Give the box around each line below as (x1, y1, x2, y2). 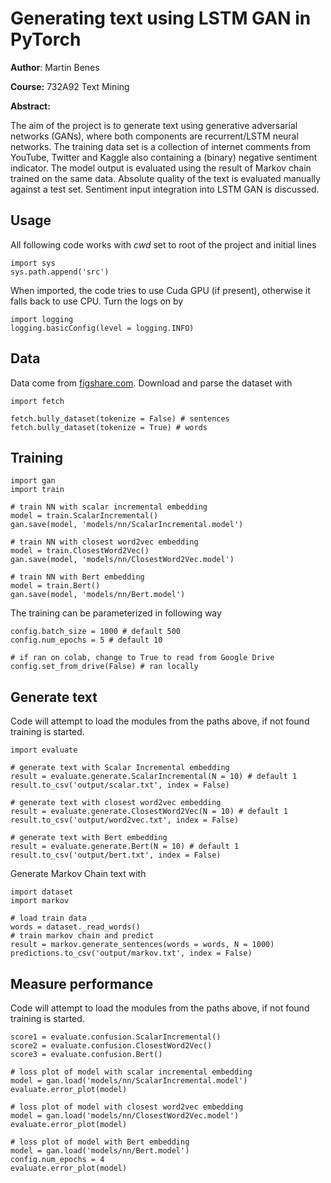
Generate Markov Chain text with (10, 868, 147, 880)
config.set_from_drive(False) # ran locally (10, 662, 199, 672)
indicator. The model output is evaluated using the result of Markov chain (10, 162, 312, 174)
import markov (10, 896, 70, 906)
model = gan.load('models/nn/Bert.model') (10, 1146, 190, 1156)
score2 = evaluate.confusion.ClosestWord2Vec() (10, 1041, 213, 1051)
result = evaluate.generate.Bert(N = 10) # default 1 (10, 842, 240, 852)
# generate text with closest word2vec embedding (10, 798, 222, 808)
